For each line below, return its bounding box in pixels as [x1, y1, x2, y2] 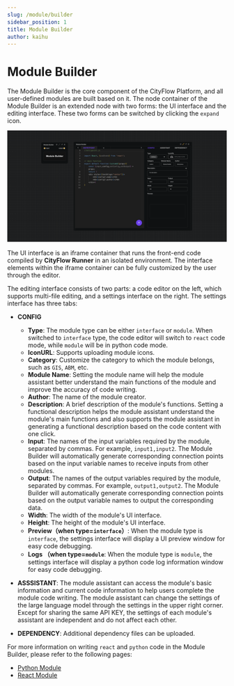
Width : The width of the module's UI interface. [27, 511, 162, 520]
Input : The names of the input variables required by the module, [27, 437, 212, 445]
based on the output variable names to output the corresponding [27, 496, 214, 504]
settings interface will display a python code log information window [27, 558, 224, 566]
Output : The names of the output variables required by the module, [27, 474, 221, 483]
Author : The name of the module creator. [27, 393, 146, 401]
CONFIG [17, 313, 42, 321]
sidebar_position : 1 [7, 18, 68, 26]
